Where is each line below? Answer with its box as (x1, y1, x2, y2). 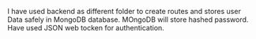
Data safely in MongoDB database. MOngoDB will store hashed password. (7, 15, 249, 24)
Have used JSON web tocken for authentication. (7, 23, 165, 32)
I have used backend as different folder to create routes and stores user (7, 7, 242, 16)
